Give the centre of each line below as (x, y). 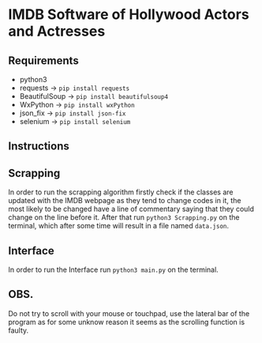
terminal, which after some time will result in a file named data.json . (119, 226)
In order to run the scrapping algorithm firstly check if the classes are (121, 192)
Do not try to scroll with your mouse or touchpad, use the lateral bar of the (129, 313)
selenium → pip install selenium (75, 121)
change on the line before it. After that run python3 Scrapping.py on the (124, 217)
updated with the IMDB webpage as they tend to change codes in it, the (125, 201)
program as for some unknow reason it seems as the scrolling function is (127, 322)
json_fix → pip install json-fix (73, 113)
